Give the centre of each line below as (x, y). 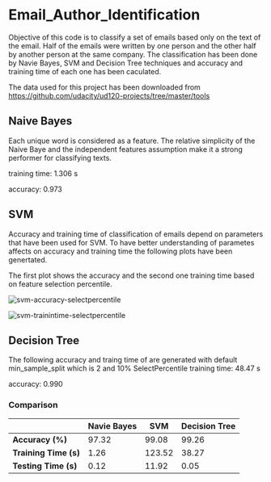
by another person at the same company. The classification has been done (133, 54)
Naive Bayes (40, 122)
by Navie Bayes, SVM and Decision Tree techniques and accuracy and (126, 63)
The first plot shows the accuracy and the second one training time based (131, 275)
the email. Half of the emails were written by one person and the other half (132, 45)
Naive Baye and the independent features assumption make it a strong (125, 149)
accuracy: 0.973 (35, 189)
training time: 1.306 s (43, 173)
